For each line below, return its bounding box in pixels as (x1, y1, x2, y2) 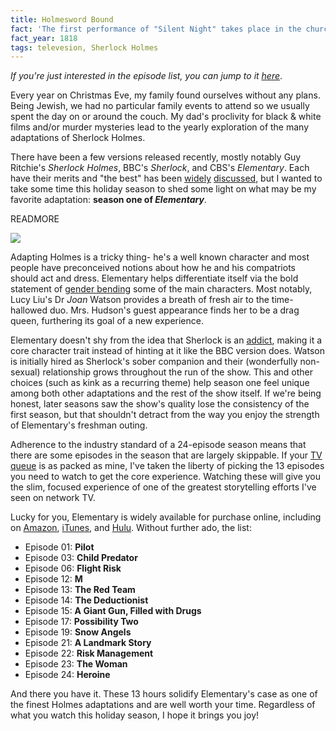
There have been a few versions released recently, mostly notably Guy (10, 151, 302, 163)
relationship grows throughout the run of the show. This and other (42, 366, 314, 378)
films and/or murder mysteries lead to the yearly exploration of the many (10, 121, 310, 133)
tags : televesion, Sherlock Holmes (10, 42, 159, 53)
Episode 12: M (24, 573, 83, 585)
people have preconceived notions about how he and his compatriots (10, 262, 296, 274)
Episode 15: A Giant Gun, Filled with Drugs (24, 605, 202, 617)
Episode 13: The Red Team (24, 584, 136, 596)
